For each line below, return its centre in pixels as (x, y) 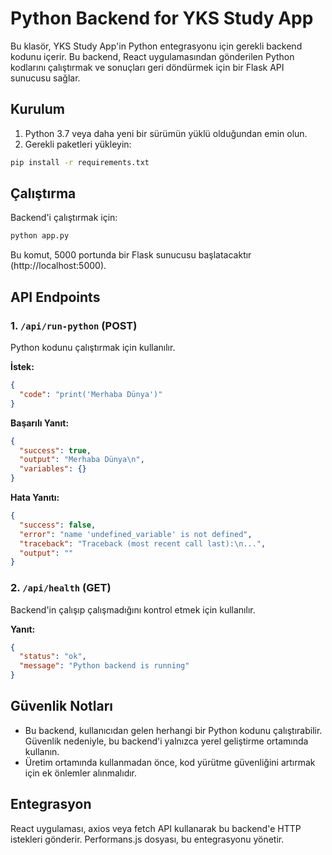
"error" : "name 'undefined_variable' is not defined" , (136, 534)
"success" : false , (58, 525)
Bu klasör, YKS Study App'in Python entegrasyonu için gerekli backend (156, 46)
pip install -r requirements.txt (80, 162)
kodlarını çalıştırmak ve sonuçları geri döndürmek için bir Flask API (147, 67)
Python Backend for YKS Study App (162, 18)
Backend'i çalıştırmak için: (64, 218)
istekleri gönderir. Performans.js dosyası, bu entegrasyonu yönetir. (147, 839)
